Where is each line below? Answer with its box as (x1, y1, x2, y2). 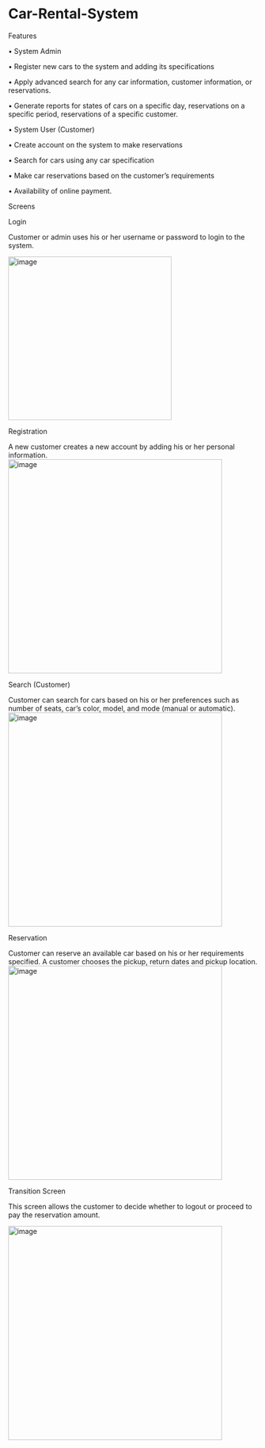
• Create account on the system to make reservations (8, 140, 184, 149)
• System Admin (8, 46, 62, 56)
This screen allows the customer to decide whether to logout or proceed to (8, 1201, 252, 1211)
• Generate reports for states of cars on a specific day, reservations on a (8, 101, 245, 110)
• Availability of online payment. (8, 186, 112, 195)
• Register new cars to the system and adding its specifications (8, 61, 215, 71)
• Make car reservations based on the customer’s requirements (8, 170, 215, 180)
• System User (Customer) (8, 124, 95, 134)
